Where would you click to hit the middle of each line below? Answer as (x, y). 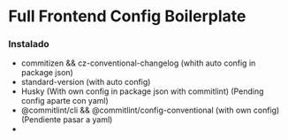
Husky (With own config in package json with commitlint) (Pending (142, 91)
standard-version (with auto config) (86, 82)
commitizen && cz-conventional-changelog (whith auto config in (138, 63)
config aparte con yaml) (65, 101)
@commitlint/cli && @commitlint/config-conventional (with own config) (150, 110)
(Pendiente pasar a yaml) (67, 120)
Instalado (29, 44)
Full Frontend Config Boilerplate (127, 16)
